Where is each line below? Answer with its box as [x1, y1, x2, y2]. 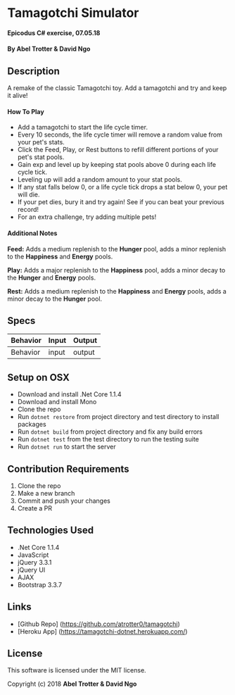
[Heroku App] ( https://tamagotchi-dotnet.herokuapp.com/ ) [17, 627, 188, 635]
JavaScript [17, 551, 49, 559]
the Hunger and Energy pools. [7, 273, 96, 282]
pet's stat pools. [17, 153, 65, 161]
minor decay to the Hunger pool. [7, 294, 103, 303]
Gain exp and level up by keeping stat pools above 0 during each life [17, 161, 217, 169]
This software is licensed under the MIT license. [7, 666, 146, 675]
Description [7, 65, 60, 77]
